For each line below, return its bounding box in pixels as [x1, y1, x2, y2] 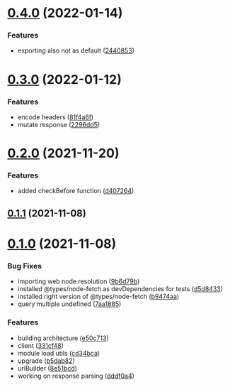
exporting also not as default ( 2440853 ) [17, 46, 134, 55]
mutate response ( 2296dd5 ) [17, 120, 100, 129]
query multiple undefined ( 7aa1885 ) [17, 300, 122, 308]
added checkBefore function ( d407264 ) [17, 187, 134, 195]
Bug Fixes [7, 261, 42, 271]
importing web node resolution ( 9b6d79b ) [17, 277, 140, 285]
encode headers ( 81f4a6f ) [17, 112, 94, 121]
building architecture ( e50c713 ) [17, 334, 109, 342]
